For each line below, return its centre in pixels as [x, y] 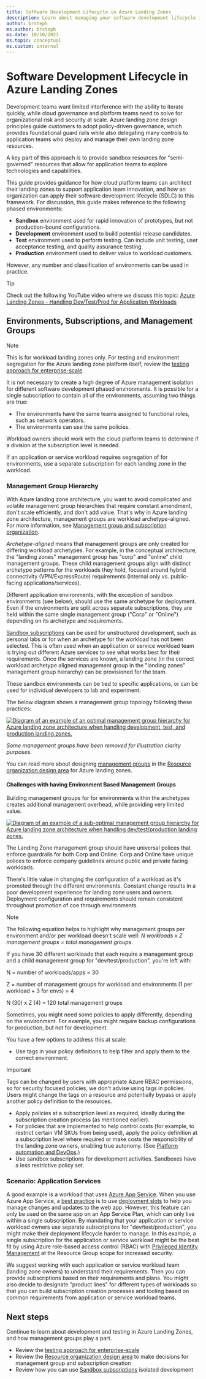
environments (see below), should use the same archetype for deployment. [101, 601]
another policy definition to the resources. [59, 1101]
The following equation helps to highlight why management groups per [96, 929]
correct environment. [42, 1058]
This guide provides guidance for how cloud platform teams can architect [99, 182]
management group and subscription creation [73, 1363]
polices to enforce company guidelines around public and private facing [97, 861]
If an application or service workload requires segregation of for [87, 457]
